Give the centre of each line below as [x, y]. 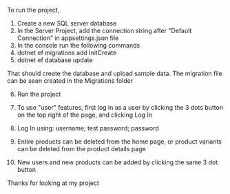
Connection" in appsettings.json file [68, 38]
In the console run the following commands [79, 45]
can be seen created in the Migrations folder [70, 81]
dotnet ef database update [55, 60]
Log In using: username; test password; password [88, 128]
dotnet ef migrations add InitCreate [67, 52]
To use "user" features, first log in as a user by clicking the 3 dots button [120, 107]
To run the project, [33, 10]
